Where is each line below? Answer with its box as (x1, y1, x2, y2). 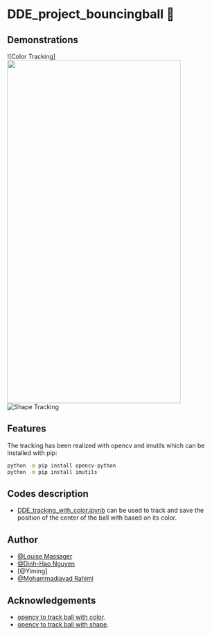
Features (7, 423, 46, 435)
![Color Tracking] (7, 52, 56, 60)
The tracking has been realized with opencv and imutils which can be (7, 441, 205, 450)
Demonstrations (7, 34, 78, 46)
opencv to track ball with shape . (17, 620, 109, 628)
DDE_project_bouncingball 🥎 (7, 6, 175, 22)
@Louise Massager (17, 552, 73, 561)
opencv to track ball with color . (17, 613, 106, 621)
